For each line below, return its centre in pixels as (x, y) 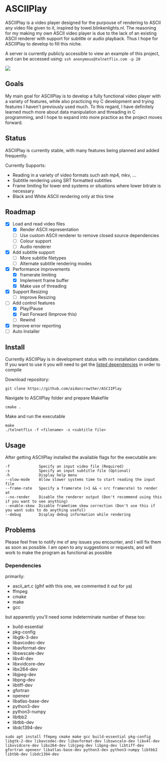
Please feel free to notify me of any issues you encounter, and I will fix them (83, 542)
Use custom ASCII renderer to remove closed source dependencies (89, 235)
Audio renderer (35, 246)
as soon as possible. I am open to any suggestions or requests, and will (79, 547)
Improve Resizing (38, 297)
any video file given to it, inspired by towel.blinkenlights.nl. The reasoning (81, 27)
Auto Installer (26, 331)
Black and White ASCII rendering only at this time (63, 196)
